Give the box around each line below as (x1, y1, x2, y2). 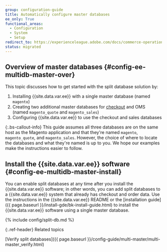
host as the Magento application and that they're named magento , (5, 129, 138, 135)
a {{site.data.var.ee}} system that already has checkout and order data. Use (5, 191, 160, 197)
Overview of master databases (5, 63, 103, 71)
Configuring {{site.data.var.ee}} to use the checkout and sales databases (12, 115, 162, 121)
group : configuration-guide (5, 7, 64, 12)
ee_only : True (5, 16, 35, 21)
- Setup (9, 35, 26, 40)
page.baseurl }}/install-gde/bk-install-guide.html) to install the (11, 202, 139, 208)
